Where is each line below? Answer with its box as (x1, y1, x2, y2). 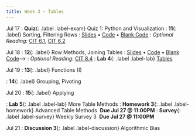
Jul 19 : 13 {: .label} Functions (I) (6, 66, 82, 73)
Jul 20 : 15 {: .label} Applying (6, 89, 74, 96)
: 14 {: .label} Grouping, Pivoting (6, 78, 81, 85)
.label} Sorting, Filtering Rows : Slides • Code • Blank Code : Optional (6, 31, 174, 38)
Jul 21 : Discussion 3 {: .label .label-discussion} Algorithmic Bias (6, 124, 160, 131)
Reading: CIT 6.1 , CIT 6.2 (6, 37, 66, 44)
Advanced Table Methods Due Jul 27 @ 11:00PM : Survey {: (35, 106, 181, 113)
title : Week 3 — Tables (6, 8, 64, 15)
